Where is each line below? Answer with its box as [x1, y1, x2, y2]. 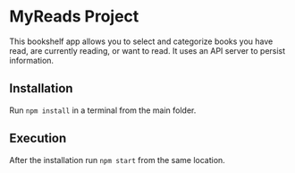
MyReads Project [9, 6, 139, 27]
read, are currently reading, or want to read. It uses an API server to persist [9, 45, 286, 56]
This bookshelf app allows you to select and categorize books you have [9, 36, 274, 47]
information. [9, 55, 55, 65]
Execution [9, 131, 67, 146]
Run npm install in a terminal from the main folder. [9, 105, 197, 116]
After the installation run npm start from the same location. [9, 154, 225, 165]
